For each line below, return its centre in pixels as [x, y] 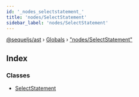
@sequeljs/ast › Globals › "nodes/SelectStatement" [69, 40]
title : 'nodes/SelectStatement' [46, 17]
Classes [18, 75]
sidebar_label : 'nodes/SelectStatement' [58, 23]
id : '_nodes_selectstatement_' [45, 12]
